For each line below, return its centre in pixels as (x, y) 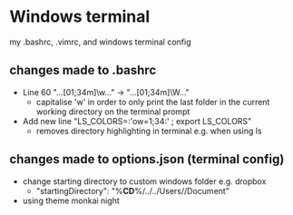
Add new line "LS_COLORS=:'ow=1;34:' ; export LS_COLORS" (137, 121)
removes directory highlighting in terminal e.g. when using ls (149, 131)
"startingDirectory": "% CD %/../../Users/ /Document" (132, 191)
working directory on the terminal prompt (113, 112)
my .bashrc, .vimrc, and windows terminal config (100, 42)
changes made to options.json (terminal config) (147, 159)
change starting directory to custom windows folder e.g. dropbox (144, 181)
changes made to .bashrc (83, 70)
